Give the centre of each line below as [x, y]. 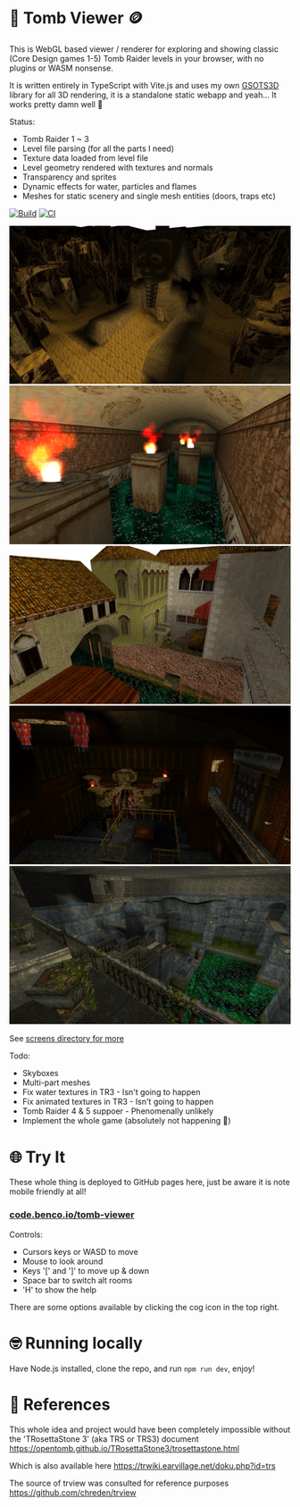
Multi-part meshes [56, 1082]
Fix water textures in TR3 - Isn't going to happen [111, 1092]
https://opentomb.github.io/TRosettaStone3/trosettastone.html [124, 1448]
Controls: [26, 1234]
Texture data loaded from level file [85, 157]
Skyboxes [40, 1073]
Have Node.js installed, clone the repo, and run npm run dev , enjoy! [132, 1368]
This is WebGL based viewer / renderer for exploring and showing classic [144, 49]
